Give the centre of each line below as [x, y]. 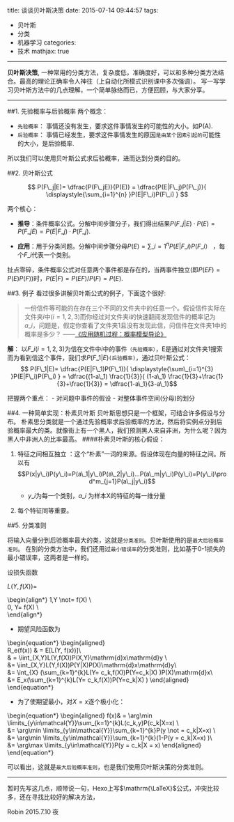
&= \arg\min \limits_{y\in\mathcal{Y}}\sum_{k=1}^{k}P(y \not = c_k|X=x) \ [111, 730]
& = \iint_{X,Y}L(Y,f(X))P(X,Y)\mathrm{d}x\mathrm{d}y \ [87, 658]
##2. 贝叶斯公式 [30, 173]
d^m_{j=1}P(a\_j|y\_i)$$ [122, 481]
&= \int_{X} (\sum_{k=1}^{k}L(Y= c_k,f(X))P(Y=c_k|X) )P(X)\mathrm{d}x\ [110, 672]
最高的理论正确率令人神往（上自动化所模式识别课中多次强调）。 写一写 [119, 81]
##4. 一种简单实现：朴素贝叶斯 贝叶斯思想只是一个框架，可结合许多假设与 [113, 412]
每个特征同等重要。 [45, 510]
